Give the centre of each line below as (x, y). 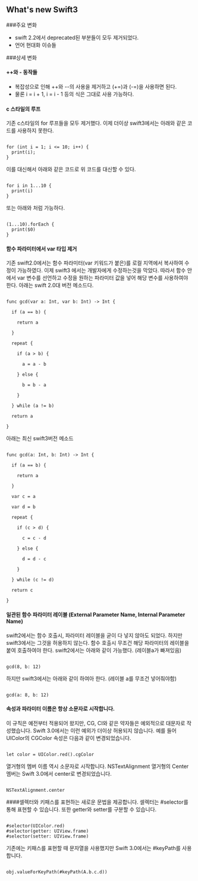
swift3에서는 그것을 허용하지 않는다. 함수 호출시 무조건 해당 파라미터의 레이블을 (98, 642)
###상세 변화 (22, 57)
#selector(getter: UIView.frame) (48, 831)
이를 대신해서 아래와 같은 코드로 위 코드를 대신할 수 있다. (71, 170)
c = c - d (34, 538)
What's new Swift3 (42, 10)
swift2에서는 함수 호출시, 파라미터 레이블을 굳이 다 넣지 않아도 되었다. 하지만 (94, 635)
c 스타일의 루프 (23, 109)
